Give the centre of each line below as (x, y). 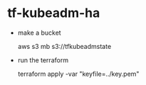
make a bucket (40, 33)
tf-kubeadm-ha (54, 13)
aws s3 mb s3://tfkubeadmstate (64, 46)
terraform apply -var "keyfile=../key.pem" (78, 74)
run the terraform (43, 60)
